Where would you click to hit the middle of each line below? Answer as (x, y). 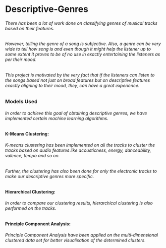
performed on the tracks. (31, 208)
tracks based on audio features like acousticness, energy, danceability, (78, 150)
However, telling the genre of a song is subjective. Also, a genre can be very (83, 44)
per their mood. (21, 60)
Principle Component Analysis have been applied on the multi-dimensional (82, 235)
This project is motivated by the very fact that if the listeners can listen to (80, 75)
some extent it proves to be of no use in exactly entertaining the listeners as (83, 54)
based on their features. (30, 28)
